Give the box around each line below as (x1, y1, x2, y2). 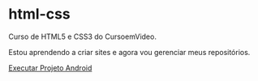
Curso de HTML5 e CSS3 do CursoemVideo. (8, 32, 157, 41)
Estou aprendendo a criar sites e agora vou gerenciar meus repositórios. (8, 47, 251, 57)
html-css (8, 5, 71, 23)
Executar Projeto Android (8, 62, 92, 73)
